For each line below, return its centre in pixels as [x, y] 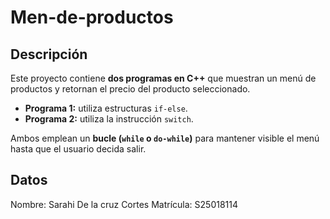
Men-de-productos [92, 17]
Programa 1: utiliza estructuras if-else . [106, 108]
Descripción [49, 54]
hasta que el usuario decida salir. [78, 149]
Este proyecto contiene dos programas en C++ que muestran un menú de [163, 78]
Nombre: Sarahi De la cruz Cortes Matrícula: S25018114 [124, 204]
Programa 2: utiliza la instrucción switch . [109, 119]
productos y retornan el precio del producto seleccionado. [130, 89]
